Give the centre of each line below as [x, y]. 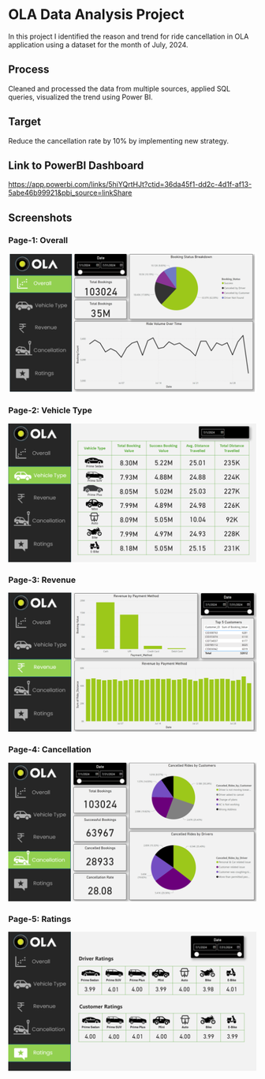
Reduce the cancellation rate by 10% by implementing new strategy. [119, 140]
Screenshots [40, 217]
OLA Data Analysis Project [96, 15]
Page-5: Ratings [40, 919]
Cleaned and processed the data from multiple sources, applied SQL [119, 88]
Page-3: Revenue [42, 580]
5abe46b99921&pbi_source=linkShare [70, 193]
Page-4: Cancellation [50, 749]
